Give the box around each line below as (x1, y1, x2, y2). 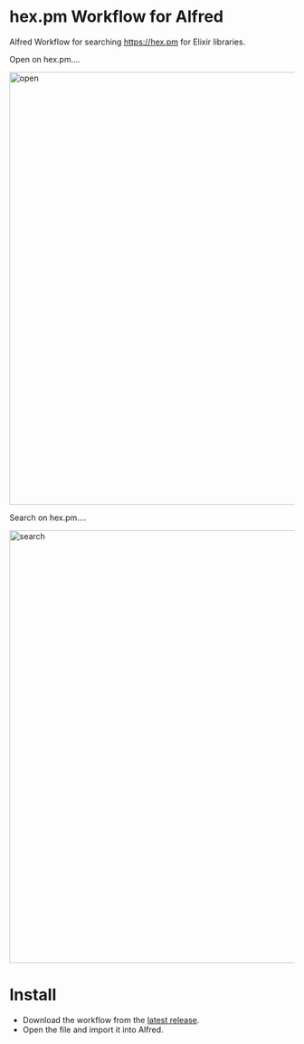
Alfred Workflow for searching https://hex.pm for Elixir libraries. (9, 36, 246, 47)
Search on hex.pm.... (9, 512, 87, 523)
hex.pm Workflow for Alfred (9, 6, 224, 27)
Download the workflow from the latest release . (22, 1014, 200, 1025)
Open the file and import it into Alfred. (22, 1024, 165, 1035)
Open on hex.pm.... (9, 53, 81, 64)
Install (9, 985, 57, 1005)
